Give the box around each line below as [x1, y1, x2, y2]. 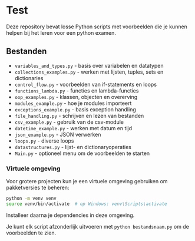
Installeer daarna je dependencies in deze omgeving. [6, 212, 135, 219]
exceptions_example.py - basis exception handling [14, 105, 137, 113]
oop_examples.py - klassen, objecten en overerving [14, 93, 138, 100]
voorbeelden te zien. [6, 229, 57, 236]
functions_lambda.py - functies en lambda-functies [14, 87, 139, 94]
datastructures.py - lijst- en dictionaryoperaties [14, 143, 131, 150]
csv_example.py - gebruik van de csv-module [14, 118, 124, 126]
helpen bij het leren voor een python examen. [6, 29, 117, 36]
